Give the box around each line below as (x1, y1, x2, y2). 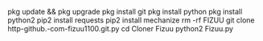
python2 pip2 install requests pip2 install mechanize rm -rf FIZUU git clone (7, 15, 255, 25)
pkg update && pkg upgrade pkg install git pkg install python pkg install (7, 7, 243, 16)
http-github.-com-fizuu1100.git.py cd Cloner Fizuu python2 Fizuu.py (7, 24, 234, 33)
